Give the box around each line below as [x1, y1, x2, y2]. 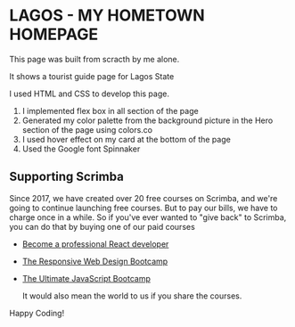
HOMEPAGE [9, 24, 99, 45]
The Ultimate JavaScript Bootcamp [21, 273, 152, 283]
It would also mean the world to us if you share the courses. [21, 290, 242, 301]
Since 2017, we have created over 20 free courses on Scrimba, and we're [9, 192, 278, 203]
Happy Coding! [9, 307, 65, 318]
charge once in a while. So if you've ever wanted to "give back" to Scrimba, [9, 211, 287, 223]
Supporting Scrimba [9, 169, 125, 184]
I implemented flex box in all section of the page [21, 105, 199, 116]
